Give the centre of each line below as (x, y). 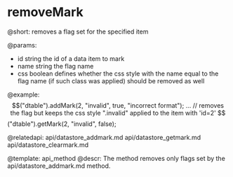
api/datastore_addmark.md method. (59, 166)
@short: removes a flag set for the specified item (78, 31)
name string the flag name (55, 66)
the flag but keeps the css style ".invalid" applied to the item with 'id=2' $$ (118, 113)
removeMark (46, 12)
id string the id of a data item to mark (71, 58)
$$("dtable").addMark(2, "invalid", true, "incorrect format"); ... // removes (118, 105)
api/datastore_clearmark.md (48, 145)
